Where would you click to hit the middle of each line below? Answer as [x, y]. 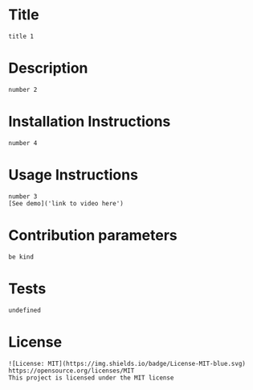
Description [48, 68]
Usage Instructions [73, 175]
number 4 [23, 143]
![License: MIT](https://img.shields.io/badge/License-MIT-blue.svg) [127, 363]
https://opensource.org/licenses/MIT [71, 371]
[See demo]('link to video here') [66, 203]
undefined [25, 310]
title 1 [21, 36]
